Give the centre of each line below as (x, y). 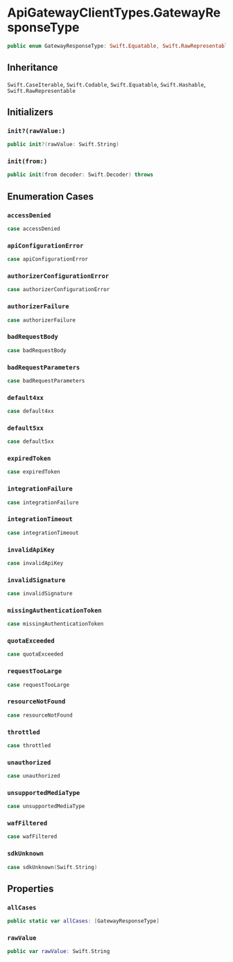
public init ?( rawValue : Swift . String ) (63, 145)
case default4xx (31, 411)
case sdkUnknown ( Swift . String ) (52, 867)
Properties (31, 889)
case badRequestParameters (46, 381)
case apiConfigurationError (48, 259)
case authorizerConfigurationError (59, 290)
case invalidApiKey (35, 563)
